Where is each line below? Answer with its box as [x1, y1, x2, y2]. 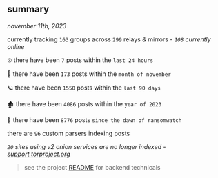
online [7, 42, 25, 50]
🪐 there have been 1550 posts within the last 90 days [7, 83, 161, 92]
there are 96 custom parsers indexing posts [7, 129, 130, 137]
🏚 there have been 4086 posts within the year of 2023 [7, 99, 162, 108]
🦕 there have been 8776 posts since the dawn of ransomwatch [7, 115, 182, 124]
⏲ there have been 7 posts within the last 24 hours [7, 56, 154, 64]
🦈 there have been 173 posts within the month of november [7, 70, 171, 78]
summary [7, 3, 50, 15]
